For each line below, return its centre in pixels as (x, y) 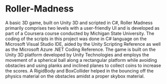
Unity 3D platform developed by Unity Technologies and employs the (77, 55)
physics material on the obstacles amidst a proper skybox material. (75, 76)
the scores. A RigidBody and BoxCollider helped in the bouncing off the (79, 70)
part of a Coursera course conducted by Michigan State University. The (80, 33)
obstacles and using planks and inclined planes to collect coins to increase (83, 65)
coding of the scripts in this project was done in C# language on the (76, 39)
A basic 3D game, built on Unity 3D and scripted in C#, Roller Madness (79, 23)
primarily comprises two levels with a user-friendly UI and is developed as (82, 28)
